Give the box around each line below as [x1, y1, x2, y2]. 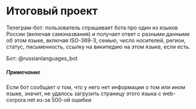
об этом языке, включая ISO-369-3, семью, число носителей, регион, [6, 37, 186, 44]
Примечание [6, 68, 41, 75]
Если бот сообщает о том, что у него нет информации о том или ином [6, 83, 186, 90]
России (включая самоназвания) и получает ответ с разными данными [6, 30, 190, 37]
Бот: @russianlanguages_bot [6, 54, 78, 62]
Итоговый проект [6, 4, 98, 18]
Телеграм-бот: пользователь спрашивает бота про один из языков [6, 24, 178, 31]
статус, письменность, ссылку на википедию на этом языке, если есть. [6, 43, 191, 50]
